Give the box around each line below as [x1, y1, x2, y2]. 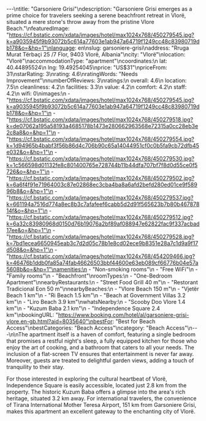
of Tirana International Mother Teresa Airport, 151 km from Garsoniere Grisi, [6, 401, 197, 408]
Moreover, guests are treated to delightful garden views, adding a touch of [6, 357, 194, 364]
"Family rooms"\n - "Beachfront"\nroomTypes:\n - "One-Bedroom [6, 272, 173, 279]
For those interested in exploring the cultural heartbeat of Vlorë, [6, 375, 167, 382]
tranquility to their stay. [6, 363, 65, 370]
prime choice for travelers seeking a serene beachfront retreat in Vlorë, [6, 12, 186, 19]
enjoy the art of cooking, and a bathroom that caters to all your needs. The [6, 344, 194, 351]
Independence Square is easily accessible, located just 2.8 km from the [6, 382, 187, 389]
